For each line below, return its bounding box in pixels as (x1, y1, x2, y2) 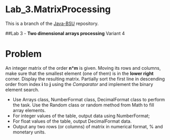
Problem (5, 48, 42, 60)
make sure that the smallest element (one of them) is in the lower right (5, 70, 154, 76)
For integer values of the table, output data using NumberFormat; (12, 113, 150, 119)
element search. (5, 87, 39, 93)
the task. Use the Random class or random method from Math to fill (12, 102, 154, 108)
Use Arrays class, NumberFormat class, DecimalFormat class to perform (12, 96, 165, 102)
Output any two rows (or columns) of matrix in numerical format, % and (12, 123, 163, 129)
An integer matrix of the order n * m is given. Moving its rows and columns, (5, 65, 161, 71)
